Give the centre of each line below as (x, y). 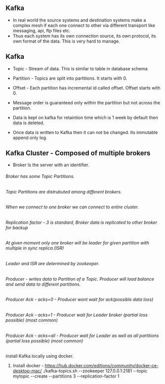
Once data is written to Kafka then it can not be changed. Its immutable (85, 132)
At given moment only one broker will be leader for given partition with (78, 243)
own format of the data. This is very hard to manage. (66, 41)
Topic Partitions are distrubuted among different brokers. (64, 192)
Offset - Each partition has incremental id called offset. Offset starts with (86, 88)
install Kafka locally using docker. (40, 356)
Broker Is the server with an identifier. (51, 165)
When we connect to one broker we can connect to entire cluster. (72, 207)
